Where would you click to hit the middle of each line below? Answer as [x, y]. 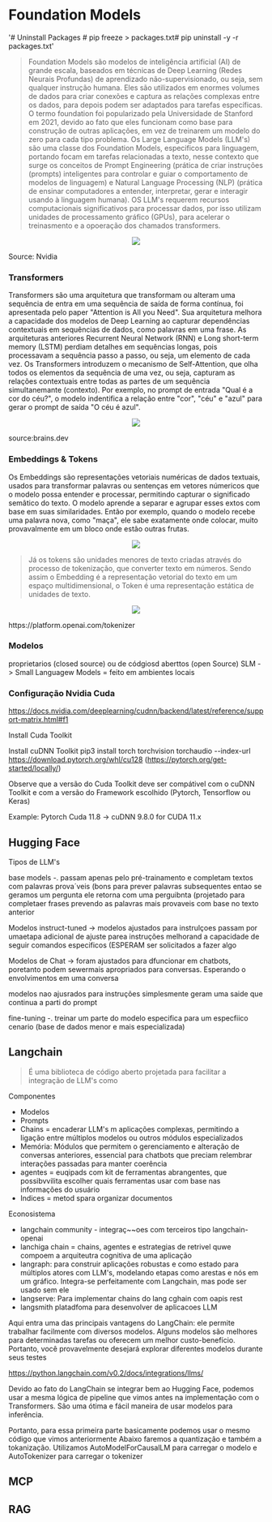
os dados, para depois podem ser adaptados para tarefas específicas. [145, 105]
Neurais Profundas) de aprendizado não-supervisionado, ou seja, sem [145, 79]
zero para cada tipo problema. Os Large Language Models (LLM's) [139, 139]
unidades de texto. [59, 594]
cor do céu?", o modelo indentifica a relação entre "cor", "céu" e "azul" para [136, 398]
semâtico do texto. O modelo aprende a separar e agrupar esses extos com [134, 503]
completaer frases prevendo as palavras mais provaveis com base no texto [134, 903]
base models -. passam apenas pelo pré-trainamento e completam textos [131, 877]
